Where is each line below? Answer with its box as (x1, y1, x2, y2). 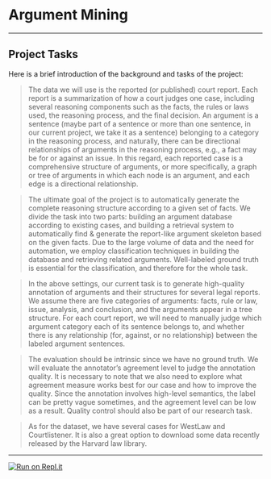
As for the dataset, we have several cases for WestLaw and (27, 421, 226, 431)
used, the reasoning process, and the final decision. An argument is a (27, 110, 260, 120)
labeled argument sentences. (27, 339, 126, 348)
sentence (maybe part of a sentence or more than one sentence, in (27, 119, 252, 128)
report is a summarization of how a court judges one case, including (27, 93, 256, 102)
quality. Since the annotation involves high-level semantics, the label (27, 389, 256, 398)
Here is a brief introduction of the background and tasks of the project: (8, 69, 244, 78)
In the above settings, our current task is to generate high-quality (27, 278, 244, 288)
